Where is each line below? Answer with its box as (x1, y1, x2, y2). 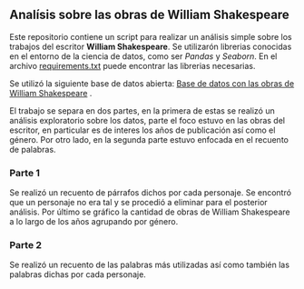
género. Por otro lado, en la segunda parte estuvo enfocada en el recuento (9, 134, 289, 144)
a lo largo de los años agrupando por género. (9, 216, 179, 227)
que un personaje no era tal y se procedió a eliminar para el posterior (9, 197, 268, 208)
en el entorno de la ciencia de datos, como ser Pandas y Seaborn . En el (9, 50, 278, 62)
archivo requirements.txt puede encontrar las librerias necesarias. (9, 60, 256, 71)
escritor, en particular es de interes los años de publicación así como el (9, 125, 276, 135)
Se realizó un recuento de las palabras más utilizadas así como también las (9, 259, 290, 271)
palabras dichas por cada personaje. (9, 269, 147, 280)
